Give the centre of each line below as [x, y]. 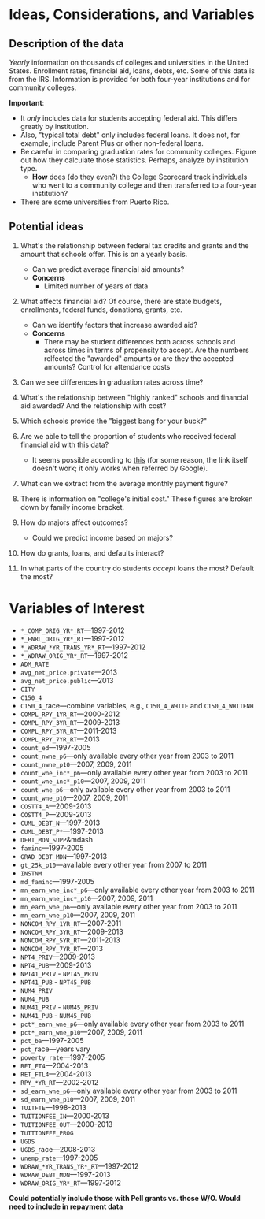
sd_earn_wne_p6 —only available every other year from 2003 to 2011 [129, 1091]
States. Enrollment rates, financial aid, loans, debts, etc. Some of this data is [132, 71]
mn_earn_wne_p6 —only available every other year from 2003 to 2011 [129, 906]
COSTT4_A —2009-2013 [56, 806]
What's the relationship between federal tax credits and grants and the [134, 245]
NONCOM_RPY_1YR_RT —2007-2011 [71, 923]
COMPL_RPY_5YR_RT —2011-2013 [68, 730]
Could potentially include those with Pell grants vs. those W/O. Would [125, 1198]
